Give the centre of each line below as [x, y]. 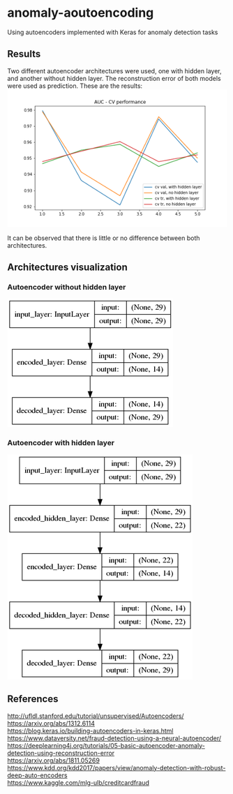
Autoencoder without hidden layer [67, 287]
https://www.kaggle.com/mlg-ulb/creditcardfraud [78, 782]
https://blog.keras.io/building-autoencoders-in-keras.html [90, 731]
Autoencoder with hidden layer [61, 443]
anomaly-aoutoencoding [81, 13]
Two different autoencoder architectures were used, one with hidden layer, [114, 70]
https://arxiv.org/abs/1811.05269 [53, 760]
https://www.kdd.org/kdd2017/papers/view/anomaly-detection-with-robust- [116, 767]
